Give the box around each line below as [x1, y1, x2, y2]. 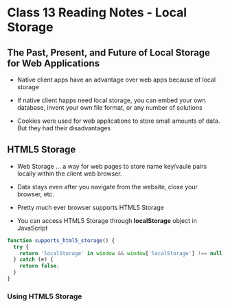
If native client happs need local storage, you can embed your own [16, 96, 206, 104]
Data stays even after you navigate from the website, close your [16, 182, 198, 191]
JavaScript [16, 224, 48, 232]
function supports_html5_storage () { [7, 237, 115, 244]
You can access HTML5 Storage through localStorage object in [16, 216, 197, 224]
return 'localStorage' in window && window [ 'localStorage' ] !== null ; [19, 250, 226, 257]
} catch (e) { [13, 256, 54, 263]
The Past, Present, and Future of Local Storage [7, 47, 211, 58]
